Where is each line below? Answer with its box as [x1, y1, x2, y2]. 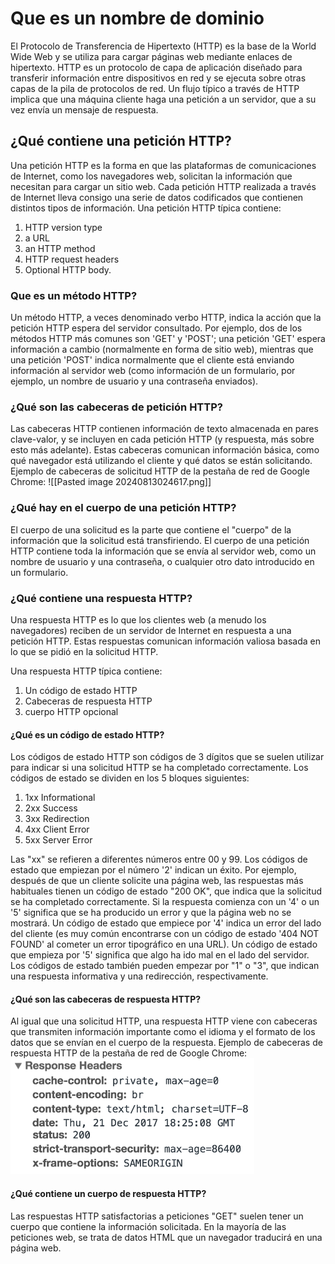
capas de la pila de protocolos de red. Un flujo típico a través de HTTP [10, 82, 300, 94]
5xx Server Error [24, 834, 93, 846]
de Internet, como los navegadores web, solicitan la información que [10, 170, 293, 182]
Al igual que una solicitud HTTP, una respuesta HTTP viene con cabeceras [10, 1015, 318, 1027]
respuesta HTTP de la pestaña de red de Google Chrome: [10, 1047, 248, 1059]
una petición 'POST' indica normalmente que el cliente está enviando [10, 354, 295, 366]
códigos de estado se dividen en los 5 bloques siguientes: [10, 772, 250, 784]
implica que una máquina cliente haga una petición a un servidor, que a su [10, 93, 317, 105]
